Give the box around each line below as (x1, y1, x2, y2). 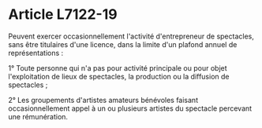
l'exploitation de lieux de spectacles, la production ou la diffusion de (8, 71, 230, 81)
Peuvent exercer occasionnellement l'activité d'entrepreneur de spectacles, (8, 31, 254, 41)
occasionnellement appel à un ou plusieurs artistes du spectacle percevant (8, 104, 253, 113)
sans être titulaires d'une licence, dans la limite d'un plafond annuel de (8, 39, 238, 49)
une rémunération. (8, 112, 69, 121)
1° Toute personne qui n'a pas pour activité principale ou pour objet (8, 63, 227, 72)
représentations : (8, 48, 64, 57)
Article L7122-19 (8, 5, 118, 24)
